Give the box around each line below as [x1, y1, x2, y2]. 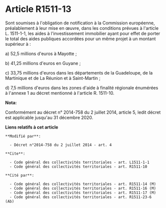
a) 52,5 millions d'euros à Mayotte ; [5, 51, 77, 57]
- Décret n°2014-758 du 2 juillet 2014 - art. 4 [9, 142, 112, 147]
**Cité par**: [5, 173, 35, 178]
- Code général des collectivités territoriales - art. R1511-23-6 [9, 195, 152, 200]
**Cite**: [5, 151, 26, 156]
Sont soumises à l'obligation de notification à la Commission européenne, [5, 20, 155, 26]
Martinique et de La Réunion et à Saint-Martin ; [5, 75, 101, 81]
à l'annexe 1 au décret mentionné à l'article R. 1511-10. [5, 90, 115, 96]
